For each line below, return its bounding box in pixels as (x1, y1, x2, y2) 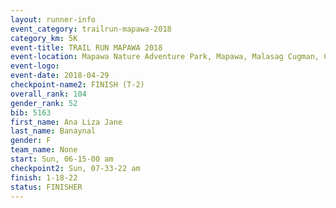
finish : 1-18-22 (10, 172, 78, 183)
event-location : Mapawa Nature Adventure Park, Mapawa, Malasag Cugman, (10, 52, 320, 62)
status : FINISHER (10, 182, 83, 192)
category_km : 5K (10, 33, 78, 43)
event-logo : (10, 61, 60, 71)
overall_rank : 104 (10, 89, 87, 99)
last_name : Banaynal (10, 126, 97, 136)
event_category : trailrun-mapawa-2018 (10, 24, 172, 34)
